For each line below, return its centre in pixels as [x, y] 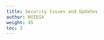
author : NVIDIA [25, 17]
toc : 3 [14, 28]
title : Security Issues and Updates [52, 11]
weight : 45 [20, 22]
